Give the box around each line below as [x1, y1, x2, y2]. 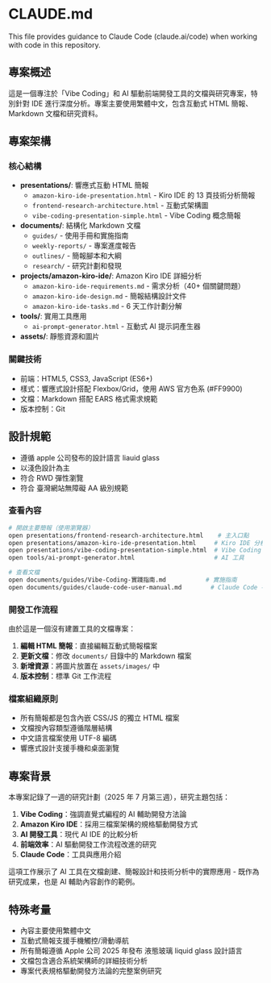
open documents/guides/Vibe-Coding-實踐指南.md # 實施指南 [8, 576, 238, 585]
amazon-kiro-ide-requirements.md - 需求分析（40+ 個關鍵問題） [31, 281, 245, 291]
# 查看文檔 [8, 569, 40, 577]
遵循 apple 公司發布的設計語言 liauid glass [19, 452, 160, 462]
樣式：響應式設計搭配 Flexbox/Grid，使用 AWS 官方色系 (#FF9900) [19, 384, 244, 394]
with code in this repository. [8, 40, 101, 49]
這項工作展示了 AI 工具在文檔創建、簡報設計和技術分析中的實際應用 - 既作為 [8, 867, 260, 877]
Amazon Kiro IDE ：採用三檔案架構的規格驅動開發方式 [19, 819, 198, 829]
